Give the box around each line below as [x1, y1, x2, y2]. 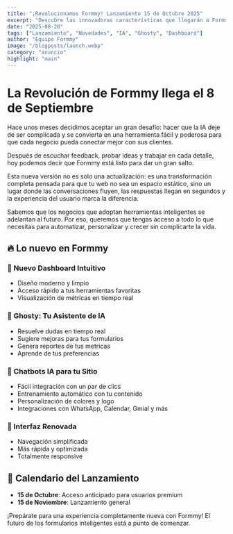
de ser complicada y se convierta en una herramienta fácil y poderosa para [7, 130, 222, 139]
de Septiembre [7, 100, 94, 115]
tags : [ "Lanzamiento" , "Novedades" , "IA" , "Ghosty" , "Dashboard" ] [7, 29, 203, 37]
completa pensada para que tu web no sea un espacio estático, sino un [7, 179, 212, 187]
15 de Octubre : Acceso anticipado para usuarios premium [17, 491, 183, 499]
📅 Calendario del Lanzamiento [7, 472, 139, 484]
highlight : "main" [7, 56, 60, 62]
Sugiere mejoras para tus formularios [17, 334, 123, 342]
